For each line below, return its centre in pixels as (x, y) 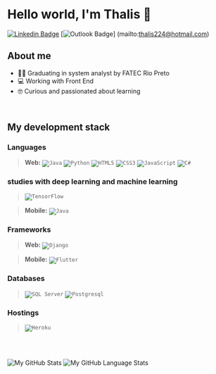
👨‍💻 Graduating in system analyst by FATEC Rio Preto (94, 73)
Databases (26, 278)
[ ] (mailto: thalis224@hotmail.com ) (135, 34)
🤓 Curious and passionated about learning (79, 91)
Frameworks (29, 230)
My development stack (59, 127)
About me (29, 56)
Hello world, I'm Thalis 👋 (80, 14)
